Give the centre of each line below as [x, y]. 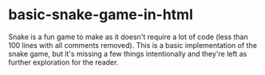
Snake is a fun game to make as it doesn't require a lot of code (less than [129, 37]
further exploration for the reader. [63, 62]
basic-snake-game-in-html [101, 15]
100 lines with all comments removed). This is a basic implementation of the [133, 45]
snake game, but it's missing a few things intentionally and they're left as [128, 53]
